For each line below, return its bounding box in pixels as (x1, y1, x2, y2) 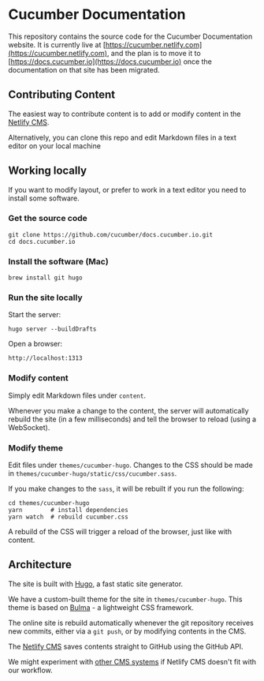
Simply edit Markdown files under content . (8, 391, 146, 400)
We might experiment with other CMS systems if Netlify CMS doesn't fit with (8, 657, 257, 666)
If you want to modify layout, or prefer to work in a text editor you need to (8, 185, 247, 194)
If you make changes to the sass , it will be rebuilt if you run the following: (8, 484, 244, 494)
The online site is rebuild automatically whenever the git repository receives (8, 618, 254, 627)
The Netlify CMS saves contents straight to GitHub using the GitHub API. (8, 642, 244, 651)
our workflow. (8, 665, 53, 675)
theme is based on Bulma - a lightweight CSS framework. (8, 602, 195, 612)
